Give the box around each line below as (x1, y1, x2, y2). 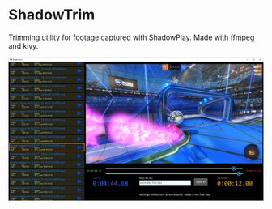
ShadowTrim (8, 6, 96, 24)
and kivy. (8, 41, 39, 50)
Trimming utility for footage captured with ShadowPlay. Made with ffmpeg (8, 32, 255, 42)
